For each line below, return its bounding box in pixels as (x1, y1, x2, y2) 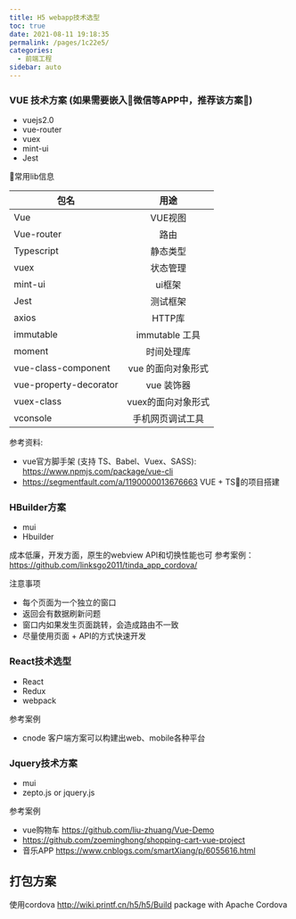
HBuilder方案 (9, 501, 67, 514)
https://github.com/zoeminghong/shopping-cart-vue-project (21, 835, 245, 846)
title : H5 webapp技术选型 (9, 12, 101, 22)
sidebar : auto (9, 63, 62, 72)
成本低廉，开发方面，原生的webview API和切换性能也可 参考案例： (9, 550, 254, 560)
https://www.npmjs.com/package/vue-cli (21, 466, 174, 477)
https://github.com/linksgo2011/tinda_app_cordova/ (9, 559, 198, 571)
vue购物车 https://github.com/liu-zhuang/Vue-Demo (21, 824, 215, 835)
